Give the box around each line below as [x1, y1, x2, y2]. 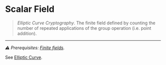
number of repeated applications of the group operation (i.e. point [17, 25, 152, 31]
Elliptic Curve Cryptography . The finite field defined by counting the [17, 20, 156, 26]
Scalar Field [5, 3, 55, 15]
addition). [17, 30, 37, 36]
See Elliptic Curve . [5, 54, 43, 60]
